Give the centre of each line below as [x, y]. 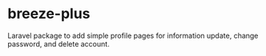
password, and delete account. [58, 43]
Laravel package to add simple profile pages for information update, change [133, 35]
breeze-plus [49, 14]
